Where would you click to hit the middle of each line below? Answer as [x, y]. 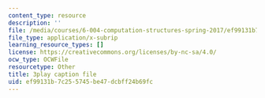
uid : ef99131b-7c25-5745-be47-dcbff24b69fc [81, 81]
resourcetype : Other [42, 67]
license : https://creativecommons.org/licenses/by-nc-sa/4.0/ [112, 52]
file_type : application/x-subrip [63, 38]
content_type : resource [47, 15]
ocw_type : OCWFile [38, 60]
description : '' [35, 23]
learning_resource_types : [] [56, 45]
